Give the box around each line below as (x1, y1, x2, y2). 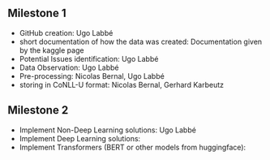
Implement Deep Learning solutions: (19, 133, 141, 143)
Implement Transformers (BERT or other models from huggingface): (19, 142, 246, 152)
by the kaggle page (19, 45, 84, 55)
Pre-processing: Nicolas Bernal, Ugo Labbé (19, 71, 165, 80)
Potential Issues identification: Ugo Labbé (19, 54, 159, 63)
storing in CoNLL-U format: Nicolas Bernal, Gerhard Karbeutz (19, 80, 225, 89)
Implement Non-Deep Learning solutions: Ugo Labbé (19, 125, 196, 135)
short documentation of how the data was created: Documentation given (19, 37, 263, 46)
